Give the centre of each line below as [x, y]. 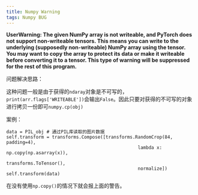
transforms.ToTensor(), [36, 163]
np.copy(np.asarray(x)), [37, 153]
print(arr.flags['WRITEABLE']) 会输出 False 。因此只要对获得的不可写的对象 [99, 99]
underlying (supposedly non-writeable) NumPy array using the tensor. [96, 47]
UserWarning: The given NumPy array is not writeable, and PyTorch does [99, 34]
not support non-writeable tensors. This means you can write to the [92, 41]
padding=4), [21, 142]
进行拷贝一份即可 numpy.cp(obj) [45, 106]
